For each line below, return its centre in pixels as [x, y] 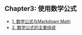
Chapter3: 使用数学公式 [41, 9]
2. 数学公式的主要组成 [34, 27]
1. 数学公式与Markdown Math [41, 21]
